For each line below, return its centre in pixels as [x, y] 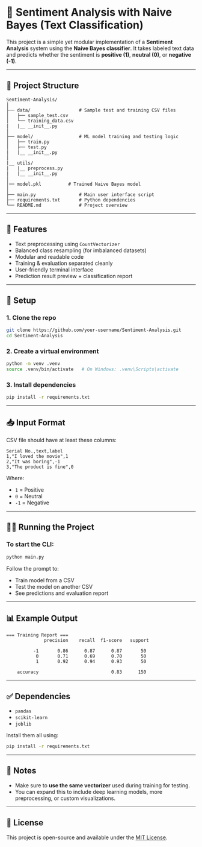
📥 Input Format [36, 423]
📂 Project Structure [43, 86]
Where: [15, 478]
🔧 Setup [21, 300]
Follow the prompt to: [32, 568]
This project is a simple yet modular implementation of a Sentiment [90, 42]
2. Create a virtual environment [53, 351]
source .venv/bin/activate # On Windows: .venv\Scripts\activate [93, 370]
